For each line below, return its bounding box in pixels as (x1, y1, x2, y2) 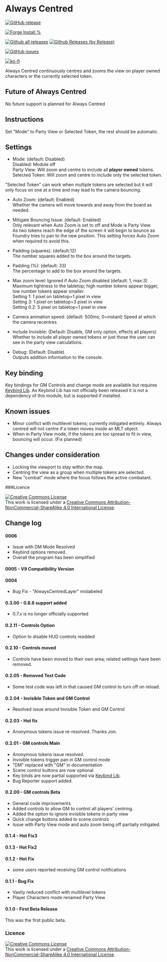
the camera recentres (12, 319, 57, 325)
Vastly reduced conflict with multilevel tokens (12, 889, 106, 895)
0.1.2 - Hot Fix (5, 856, 34, 862)
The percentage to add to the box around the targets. (12, 268, 122, 274)
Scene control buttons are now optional (12, 767, 94, 773)
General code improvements (12, 800, 71, 806)
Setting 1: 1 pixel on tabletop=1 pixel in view (12, 294, 101, 300)
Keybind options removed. (12, 549, 67, 555)
